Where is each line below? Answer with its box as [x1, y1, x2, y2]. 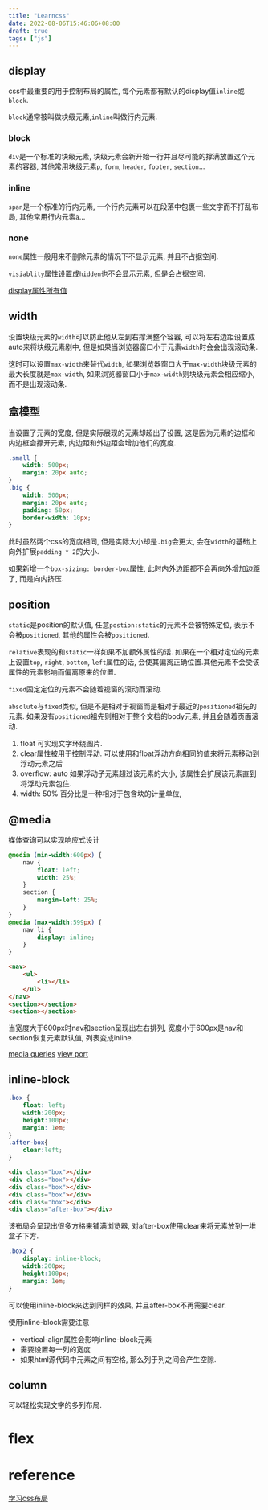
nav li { [22, 925, 52, 933]
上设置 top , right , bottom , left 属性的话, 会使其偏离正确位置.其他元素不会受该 [8, 657, 260, 667]
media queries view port [8, 1049, 89, 1059]
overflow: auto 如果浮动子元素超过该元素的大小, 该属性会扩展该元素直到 [19, 769, 257, 778]
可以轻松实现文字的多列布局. [8, 1401, 103, 1410]
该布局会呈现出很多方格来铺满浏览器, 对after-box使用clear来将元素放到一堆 [8, 1221, 257, 1231]
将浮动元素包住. [19, 779, 72, 789]
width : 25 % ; [37, 873, 78, 881]
